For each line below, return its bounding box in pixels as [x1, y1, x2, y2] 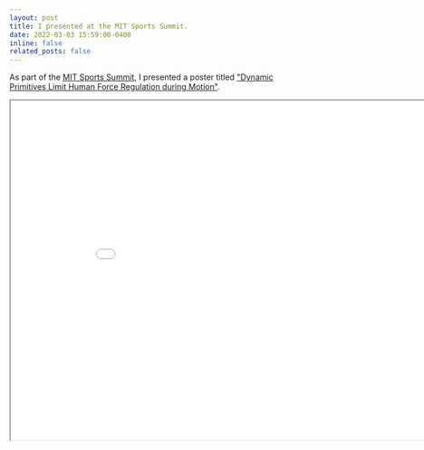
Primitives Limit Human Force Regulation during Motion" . [9, 81, 220, 92]
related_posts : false [9, 47, 92, 56]
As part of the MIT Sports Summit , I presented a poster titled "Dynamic [9, 72, 274, 82]
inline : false [9, 38, 63, 48]
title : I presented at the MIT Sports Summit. [9, 22, 188, 31]
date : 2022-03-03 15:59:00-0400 [9, 30, 131, 39]
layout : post [9, 13, 59, 23]
